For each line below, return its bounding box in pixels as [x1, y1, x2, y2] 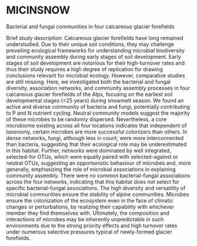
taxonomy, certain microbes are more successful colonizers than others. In [6, 128, 188, 135]
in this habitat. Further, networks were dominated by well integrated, [6, 147, 172, 154]
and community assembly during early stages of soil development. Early [6, 53, 181, 60]
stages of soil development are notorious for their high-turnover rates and [6, 59, 185, 67]
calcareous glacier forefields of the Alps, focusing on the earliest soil [6, 91, 173, 98]
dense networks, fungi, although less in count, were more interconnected [6, 134, 184, 141]
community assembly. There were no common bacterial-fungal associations [6, 172, 191, 179]
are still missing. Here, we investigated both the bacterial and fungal [6, 78, 171, 85]
